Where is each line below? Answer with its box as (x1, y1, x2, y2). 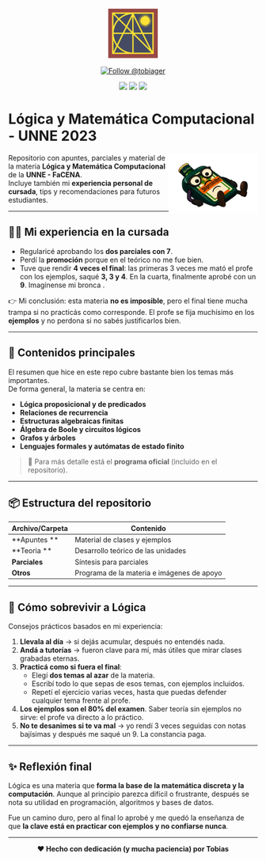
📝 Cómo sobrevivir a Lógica (8, 601, 146, 614)
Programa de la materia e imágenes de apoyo (74, 567, 222, 578)
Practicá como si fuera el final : (19, 662, 123, 672)
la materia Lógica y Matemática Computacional (8, 161, 166, 171)
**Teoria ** (11, 546, 52, 556)
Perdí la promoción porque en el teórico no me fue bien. (19, 255, 204, 264)
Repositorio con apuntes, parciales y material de (8, 153, 166, 162)
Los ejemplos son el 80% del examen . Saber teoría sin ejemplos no (19, 704, 242, 714)
